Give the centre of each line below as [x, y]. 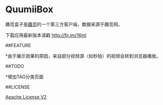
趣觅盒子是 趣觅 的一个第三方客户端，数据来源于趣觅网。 [64, 24]
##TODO [15, 66]
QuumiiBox [29, 9]
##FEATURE [18, 45]
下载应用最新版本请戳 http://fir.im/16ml [46, 35]
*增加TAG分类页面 [24, 77]
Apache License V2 [26, 97]
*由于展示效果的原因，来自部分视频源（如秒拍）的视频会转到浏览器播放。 [83, 56]
